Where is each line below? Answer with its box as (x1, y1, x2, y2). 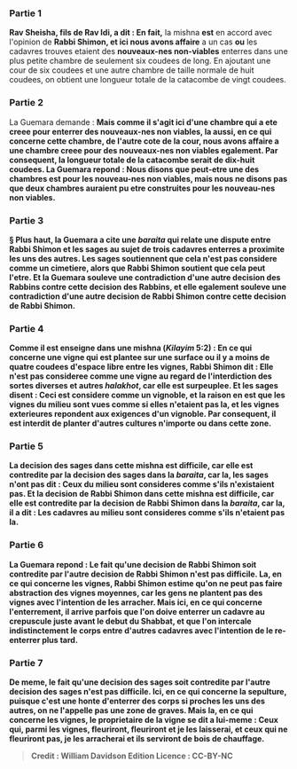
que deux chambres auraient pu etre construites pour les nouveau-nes (9, 183, 276, 193)
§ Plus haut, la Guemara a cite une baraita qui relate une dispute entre (9, 234, 271, 245)
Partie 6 (9, 539, 44, 552)
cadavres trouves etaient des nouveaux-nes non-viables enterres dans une (9, 46, 288, 57)
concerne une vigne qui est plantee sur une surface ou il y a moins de (9, 352, 270, 363)
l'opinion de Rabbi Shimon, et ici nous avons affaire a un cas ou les (9, 36, 258, 47)
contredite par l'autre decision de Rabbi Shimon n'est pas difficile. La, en (9, 569, 282, 579)
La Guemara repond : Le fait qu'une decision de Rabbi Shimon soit (9, 559, 257, 569)
